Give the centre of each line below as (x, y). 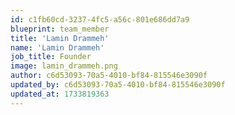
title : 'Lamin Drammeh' (60, 38)
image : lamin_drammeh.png (64, 66)
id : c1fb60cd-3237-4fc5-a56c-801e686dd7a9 (100, 19)
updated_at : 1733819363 (60, 94)
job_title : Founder (51, 57)
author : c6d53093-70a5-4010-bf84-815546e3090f (109, 76)
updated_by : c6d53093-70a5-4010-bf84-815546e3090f (118, 85)
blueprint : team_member (60, 29)
